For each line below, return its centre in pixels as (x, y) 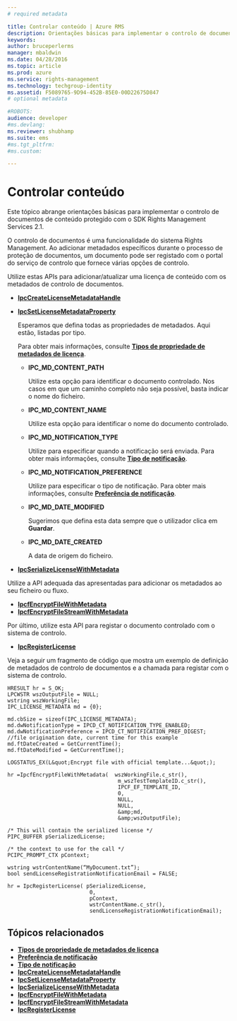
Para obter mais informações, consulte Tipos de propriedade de (111, 346)
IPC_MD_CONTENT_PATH (66, 367)
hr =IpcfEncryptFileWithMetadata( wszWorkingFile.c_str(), (98, 775)
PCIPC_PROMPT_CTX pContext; (49, 856)
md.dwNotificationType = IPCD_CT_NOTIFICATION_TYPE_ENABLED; (99, 726)
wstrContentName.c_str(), (127, 905)
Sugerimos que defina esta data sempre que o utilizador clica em (123, 521)
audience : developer (38, 118)
